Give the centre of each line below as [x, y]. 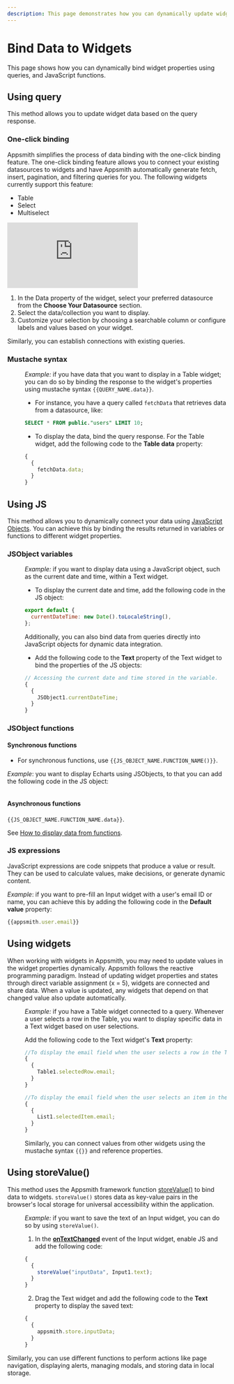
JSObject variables [40, 554]
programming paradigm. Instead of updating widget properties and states [112, 975]
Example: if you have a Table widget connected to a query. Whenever [124, 1011]
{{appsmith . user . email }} [43, 922]
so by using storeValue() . [62, 1225]
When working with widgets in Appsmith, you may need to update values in [115, 961]
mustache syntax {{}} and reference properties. [94, 1151]
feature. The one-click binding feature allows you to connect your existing [113, 162]
